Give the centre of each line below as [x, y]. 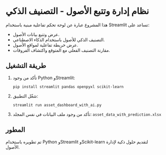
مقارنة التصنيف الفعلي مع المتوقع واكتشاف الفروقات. [61, 50]
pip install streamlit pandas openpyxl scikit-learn [68, 87]
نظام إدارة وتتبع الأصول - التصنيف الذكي [77, 11]
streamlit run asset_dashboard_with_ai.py [57, 105]
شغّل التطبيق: [25, 96]
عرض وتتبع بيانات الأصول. [36, 34]
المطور [15, 130]
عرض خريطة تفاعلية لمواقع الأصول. [45, 45]
